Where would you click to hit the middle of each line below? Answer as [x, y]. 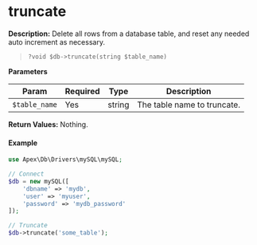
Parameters [28, 71]
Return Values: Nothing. [49, 124]
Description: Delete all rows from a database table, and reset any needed [129, 34]
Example [23, 143]
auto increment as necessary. [57, 41]
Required [82, 91]
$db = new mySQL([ [39, 181]
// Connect [26, 174]
